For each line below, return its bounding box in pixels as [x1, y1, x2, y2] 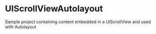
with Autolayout [5, 24, 36, 29]
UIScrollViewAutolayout [5, 3, 103, 14]
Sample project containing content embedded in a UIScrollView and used [5, 19, 151, 25]
